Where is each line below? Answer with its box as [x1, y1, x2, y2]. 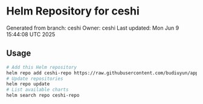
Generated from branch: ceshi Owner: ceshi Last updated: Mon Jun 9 [6, 24, 179, 31]
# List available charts [6, 86, 69, 93]
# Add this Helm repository [6, 64, 77, 70]
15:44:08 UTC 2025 [6, 30, 56, 37]
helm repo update [6, 81, 50, 87]
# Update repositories [6, 76, 63, 82]
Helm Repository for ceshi [6, 4, 140, 18]
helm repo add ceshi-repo [6, 70, 71, 76]
